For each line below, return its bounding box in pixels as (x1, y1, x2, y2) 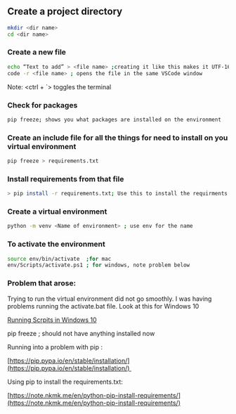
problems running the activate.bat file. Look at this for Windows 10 (7, 302, 199, 310)
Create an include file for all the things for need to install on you (7, 133, 228, 143)
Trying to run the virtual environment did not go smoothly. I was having (7, 295, 212, 303)
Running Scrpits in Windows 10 (7, 316, 97, 324)
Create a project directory (7, 6, 123, 18)
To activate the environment (7, 239, 105, 249)
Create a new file (7, 47, 67, 57)
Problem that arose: (7, 278, 76, 288)
